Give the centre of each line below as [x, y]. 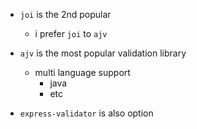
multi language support [82, 72]
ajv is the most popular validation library [103, 53]
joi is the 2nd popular [65, 14]
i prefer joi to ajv [71, 33]
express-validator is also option [86, 113]
